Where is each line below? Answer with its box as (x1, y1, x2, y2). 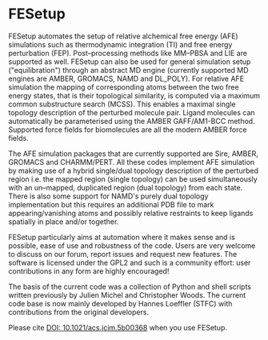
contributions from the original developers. (8, 307, 150, 317)
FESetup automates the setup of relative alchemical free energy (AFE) (8, 31, 238, 41)
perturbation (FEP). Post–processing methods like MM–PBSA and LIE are (8, 48, 248, 58)
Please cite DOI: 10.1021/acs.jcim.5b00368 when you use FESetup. (8, 322, 228, 332)
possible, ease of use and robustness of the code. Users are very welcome (8, 241, 256, 250)
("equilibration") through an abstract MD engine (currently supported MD (8, 65, 250, 74)
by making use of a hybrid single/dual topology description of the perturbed (8, 166, 258, 175)
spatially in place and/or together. (8, 217, 119, 226)
